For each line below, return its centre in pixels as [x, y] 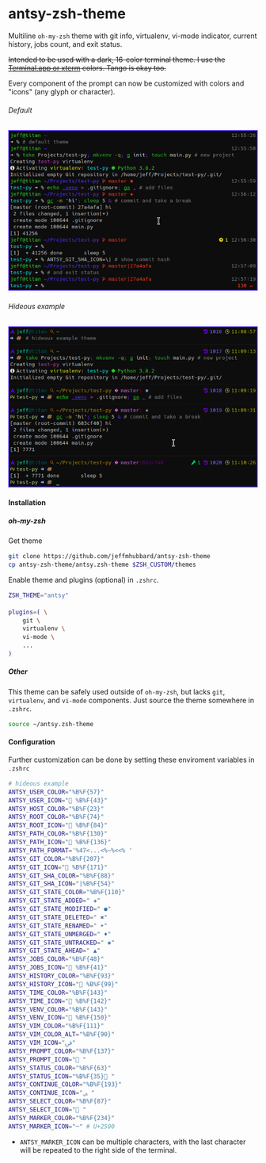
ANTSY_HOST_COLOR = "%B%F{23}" [56, 809]
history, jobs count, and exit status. [65, 44]
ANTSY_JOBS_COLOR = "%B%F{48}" [56, 959]
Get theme [25, 541]
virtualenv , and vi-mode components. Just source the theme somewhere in [131, 700]
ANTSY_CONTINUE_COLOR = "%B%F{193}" [65, 1085]
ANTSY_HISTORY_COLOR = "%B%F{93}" [61, 976]
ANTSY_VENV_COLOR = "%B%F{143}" [58, 1009]
